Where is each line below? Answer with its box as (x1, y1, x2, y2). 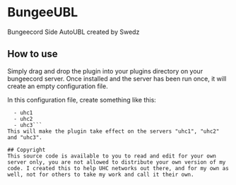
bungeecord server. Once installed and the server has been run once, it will (7, 74, 227, 83)
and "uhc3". (7, 133, 42, 141)
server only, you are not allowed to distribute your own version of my (7, 158, 226, 166)
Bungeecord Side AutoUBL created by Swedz (7, 28, 140, 36)
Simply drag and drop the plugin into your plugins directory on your (7, 66, 203, 75)
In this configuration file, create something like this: (7, 95, 157, 104)
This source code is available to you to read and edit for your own (7, 153, 217, 160)
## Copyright (7, 146, 46, 153)
